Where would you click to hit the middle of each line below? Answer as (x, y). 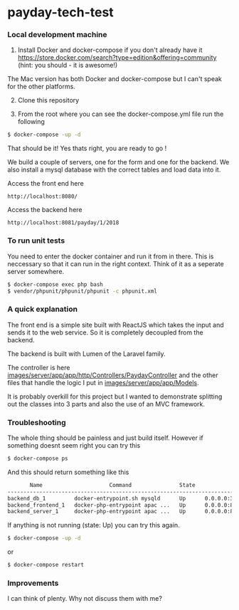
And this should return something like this (68, 472)
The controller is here (39, 367)
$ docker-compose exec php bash (55, 284)
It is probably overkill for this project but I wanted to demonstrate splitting (115, 396)
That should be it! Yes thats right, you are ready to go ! (87, 148)
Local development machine (57, 35)
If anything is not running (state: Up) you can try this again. (94, 525)
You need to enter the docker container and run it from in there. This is (111, 256)
